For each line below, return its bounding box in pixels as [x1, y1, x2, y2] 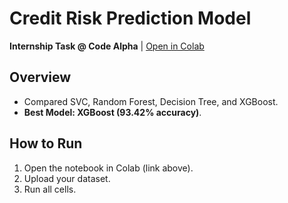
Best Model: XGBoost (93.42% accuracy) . [23, 106, 202, 118]
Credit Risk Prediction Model [9, 7, 252, 30]
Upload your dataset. [23, 172, 111, 184]
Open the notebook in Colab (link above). [23, 162, 194, 174]
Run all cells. [23, 183, 77, 195]
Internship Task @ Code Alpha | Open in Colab [9, 40, 205, 52]
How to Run [9, 135, 83, 152]
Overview [9, 69, 72, 86]
